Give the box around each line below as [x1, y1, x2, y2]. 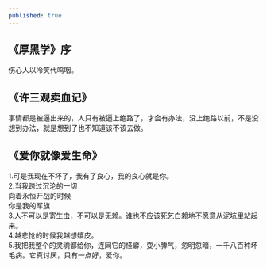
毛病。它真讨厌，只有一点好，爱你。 [8, 250, 127, 260]
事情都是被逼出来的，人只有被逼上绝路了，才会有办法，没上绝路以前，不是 [8, 113, 252, 123]
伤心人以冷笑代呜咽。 [8, 65, 78, 75]
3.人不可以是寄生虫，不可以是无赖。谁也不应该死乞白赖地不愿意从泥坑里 [8, 211, 245, 220]
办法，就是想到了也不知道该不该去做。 [21, 124, 148, 133]
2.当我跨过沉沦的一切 [8, 181, 78, 191]
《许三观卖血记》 [8, 90, 92, 104]
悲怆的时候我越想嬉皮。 [21, 231, 99, 240]
